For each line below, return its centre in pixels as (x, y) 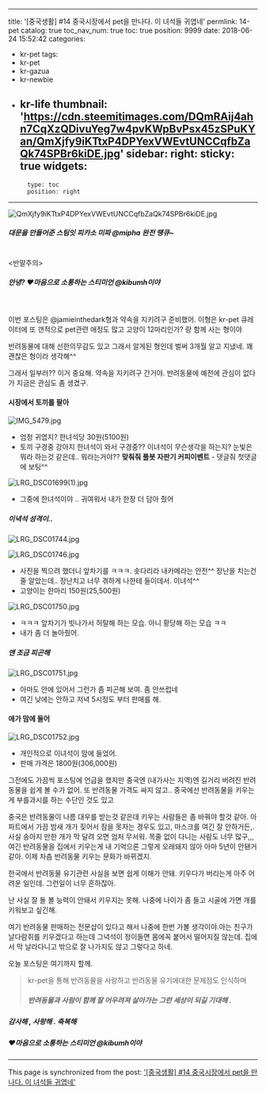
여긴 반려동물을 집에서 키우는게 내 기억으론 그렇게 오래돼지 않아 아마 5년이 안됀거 (133, 846)
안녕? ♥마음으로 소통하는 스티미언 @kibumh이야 (84, 282)
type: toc (43, 184)
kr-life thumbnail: (64, 104)
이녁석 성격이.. (30, 518)
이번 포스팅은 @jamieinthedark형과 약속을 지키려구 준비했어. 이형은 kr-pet (123, 319)
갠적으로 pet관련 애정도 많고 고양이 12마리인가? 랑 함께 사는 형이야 (140, 329)
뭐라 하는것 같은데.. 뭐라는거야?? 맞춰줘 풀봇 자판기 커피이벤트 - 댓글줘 (127, 456)
